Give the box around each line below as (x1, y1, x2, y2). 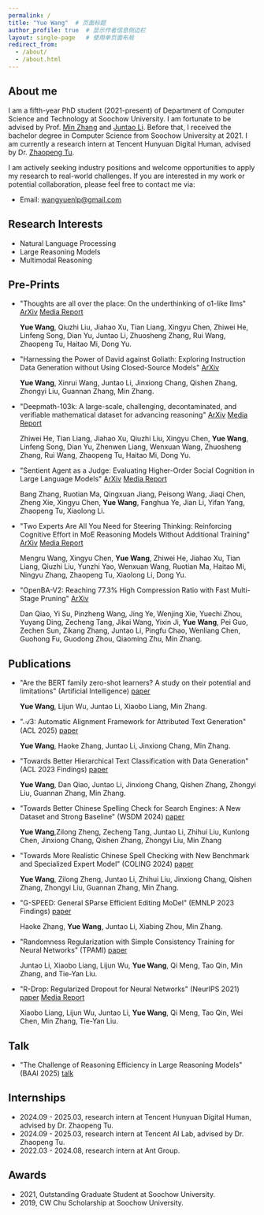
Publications (8, 657, 72, 671)
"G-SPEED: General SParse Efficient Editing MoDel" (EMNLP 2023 (19, 898, 235, 908)
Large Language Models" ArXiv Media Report (19, 474, 168, 484)
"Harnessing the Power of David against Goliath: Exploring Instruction (19, 355, 246, 364)
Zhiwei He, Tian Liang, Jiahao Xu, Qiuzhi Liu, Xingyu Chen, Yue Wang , (19, 434, 249, 444)
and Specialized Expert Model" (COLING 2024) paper (19, 860, 194, 869)
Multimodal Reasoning (19, 255, 92, 265)
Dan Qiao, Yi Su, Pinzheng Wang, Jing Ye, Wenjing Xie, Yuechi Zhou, (19, 609, 243, 619)
